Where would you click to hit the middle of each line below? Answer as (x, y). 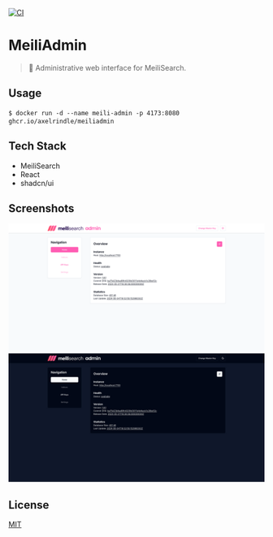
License (29, 505)
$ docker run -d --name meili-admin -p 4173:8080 (94, 113)
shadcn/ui (37, 183)
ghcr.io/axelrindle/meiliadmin (61, 121)
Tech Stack (37, 146)
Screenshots (41, 208)
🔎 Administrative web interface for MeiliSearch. (107, 67)
